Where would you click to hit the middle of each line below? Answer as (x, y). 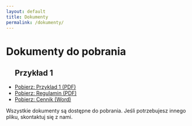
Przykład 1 (34, 73)
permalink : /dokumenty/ (35, 22)
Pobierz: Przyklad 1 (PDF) (45, 87)
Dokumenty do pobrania (66, 51)
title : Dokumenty (27, 17)
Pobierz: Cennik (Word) (43, 100)
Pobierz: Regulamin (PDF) (46, 93)
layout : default (26, 11)
